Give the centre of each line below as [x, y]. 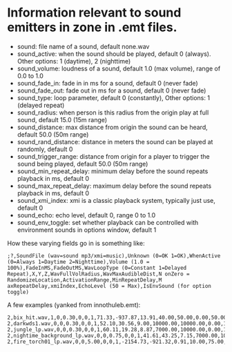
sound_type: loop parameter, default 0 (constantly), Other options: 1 [114, 97]
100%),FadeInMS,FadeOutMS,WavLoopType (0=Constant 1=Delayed [97, 268]
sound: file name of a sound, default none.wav [83, 46]
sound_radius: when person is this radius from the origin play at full [113, 113]
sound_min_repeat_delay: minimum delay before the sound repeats [113, 171]
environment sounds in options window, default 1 [87, 230]
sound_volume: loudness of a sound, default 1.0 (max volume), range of [119, 68]
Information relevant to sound [94, 13]
